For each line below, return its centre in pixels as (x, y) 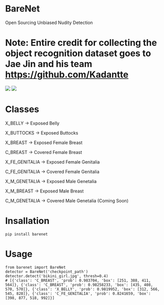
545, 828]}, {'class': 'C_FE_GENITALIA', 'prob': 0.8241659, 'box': (78, 293)
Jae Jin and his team (49, 64)
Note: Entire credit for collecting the (81, 43)
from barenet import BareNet (35, 267)
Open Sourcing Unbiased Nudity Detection (49, 22)
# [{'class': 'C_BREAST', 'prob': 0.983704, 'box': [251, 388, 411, (78, 280)
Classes (22, 109)
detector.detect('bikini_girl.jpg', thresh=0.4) (57, 276)
